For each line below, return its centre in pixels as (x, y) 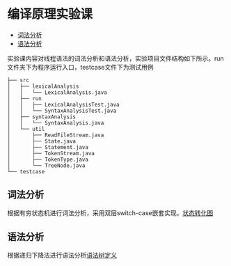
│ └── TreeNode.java (46, 165)
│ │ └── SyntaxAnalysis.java (56, 123)
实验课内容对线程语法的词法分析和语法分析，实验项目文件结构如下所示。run (115, 58)
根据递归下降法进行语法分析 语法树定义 (62, 255)
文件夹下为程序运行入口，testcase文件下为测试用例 (80, 67)
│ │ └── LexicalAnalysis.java (57, 92)
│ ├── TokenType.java (48, 159)
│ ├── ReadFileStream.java (56, 135)
